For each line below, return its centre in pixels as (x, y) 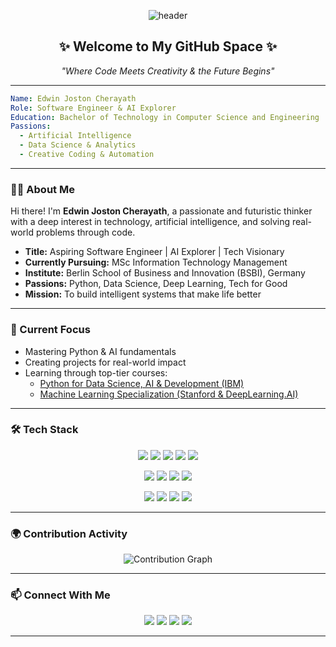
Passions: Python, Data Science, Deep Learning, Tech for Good (156, 284)
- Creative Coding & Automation (87, 155)
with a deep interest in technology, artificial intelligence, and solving (150, 222)
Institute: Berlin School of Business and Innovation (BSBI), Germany (165, 273)
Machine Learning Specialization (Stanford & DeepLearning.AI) (169, 394)
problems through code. (85, 232)
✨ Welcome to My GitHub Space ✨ (168, 46)
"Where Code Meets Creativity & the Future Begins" (168, 71)
